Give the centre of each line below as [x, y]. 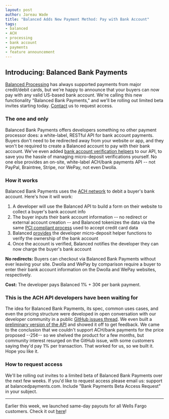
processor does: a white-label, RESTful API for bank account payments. [79, 135]
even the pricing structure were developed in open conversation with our [81, 314]
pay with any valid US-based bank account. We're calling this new [74, 95]
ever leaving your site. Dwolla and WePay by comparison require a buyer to [83, 264]
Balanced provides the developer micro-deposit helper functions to [82, 233]
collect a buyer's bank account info [49, 211]
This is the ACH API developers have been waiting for [72, 297]
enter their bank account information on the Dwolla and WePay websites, [81, 269]
